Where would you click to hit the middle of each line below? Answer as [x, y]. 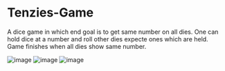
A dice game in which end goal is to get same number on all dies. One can [113, 32]
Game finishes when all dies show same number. [77, 46]
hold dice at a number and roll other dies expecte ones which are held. [108, 39]
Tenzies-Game [51, 13]
